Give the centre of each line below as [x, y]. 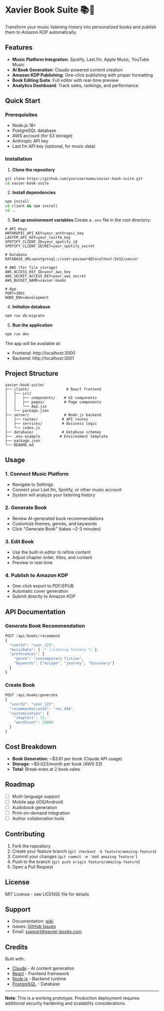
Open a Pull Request [33, 867]
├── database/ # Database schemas [53, 432]
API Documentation [35, 612]
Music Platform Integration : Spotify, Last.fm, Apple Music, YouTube [81, 59]
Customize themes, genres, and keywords [54, 524]
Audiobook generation [35, 807]
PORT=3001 [15, 293]
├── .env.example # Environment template [57, 436]
